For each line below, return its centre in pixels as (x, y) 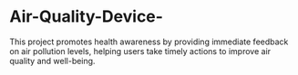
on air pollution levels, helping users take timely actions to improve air (140, 51)
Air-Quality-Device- (87, 17)
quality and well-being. (52, 61)
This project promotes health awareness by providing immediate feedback (149, 42)
